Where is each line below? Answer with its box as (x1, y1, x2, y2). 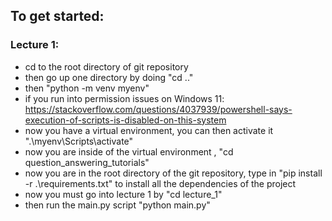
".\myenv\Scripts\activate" (24, 135, 134, 147)
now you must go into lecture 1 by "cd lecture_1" (24, 188, 223, 200)
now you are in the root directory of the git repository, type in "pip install (24, 167, 323, 179)
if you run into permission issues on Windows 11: (24, 92, 225, 104)
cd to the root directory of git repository (24, 60, 189, 73)
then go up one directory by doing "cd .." (24, 71, 194, 83)
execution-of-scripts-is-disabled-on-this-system (24, 114, 227, 126)
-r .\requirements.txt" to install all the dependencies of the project (24, 177, 297, 189)
